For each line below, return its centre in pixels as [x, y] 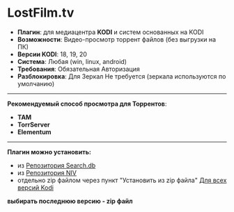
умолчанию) [36, 83]
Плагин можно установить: [49, 152]
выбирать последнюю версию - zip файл [70, 201]
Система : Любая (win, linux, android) [72, 61]
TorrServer [33, 124]
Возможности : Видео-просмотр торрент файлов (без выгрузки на [117, 39]
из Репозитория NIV [47, 172]
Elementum [34, 132]
